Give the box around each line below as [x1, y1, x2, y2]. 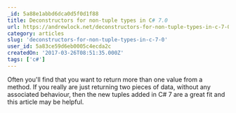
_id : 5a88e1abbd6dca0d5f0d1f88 [7, 10, 99, 18]
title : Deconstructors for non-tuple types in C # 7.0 [7, 17, 169, 24]
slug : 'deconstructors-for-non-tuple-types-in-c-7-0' [7, 36, 169, 44]
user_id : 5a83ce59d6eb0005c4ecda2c [7, 43, 112, 50]
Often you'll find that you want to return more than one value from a [7, 75, 203, 84]
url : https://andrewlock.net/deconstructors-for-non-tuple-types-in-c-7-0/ [7, 23, 234, 30]
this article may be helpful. [7, 98, 84, 106]
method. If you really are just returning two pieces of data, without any [7, 82, 211, 91]
